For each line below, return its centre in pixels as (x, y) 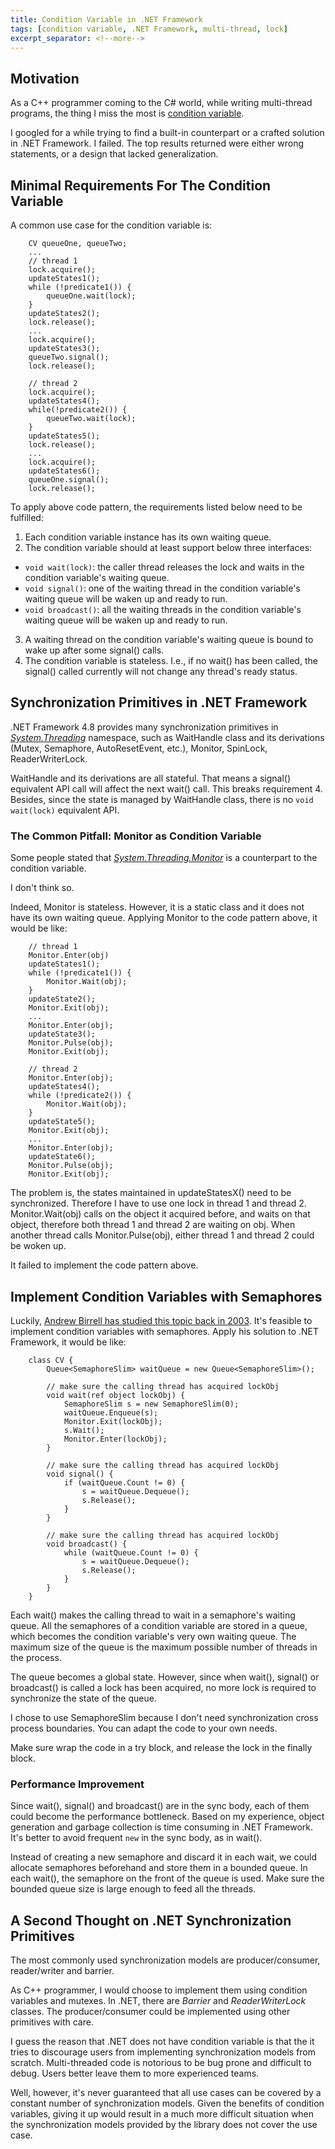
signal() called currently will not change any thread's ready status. (161, 671)
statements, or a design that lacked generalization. (114, 154)
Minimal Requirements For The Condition (141, 185)
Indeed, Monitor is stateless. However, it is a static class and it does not (157, 907)
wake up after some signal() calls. (94, 650)
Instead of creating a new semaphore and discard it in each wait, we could (164, 1857)
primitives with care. (52, 2022)
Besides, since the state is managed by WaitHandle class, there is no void (162, 799)
